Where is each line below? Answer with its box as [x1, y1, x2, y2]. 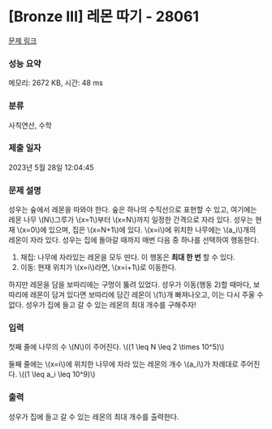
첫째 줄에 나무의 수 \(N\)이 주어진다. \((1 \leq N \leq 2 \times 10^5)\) [8, 342, 225, 352]
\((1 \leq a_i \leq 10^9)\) [19, 370, 96, 380]
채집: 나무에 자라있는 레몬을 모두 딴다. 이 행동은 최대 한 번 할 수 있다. [19, 252, 235, 262]
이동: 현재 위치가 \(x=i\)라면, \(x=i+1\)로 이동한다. [19, 263, 177, 272]
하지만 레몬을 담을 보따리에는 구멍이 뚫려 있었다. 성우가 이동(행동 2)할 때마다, [8, 280, 252, 290]
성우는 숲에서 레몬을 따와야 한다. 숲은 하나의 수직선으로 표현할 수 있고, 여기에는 [8, 204, 257, 215]
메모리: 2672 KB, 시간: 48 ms [8, 78, 103, 88]
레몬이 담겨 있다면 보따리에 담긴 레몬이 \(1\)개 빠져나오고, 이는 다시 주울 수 [29, 290, 264, 300]
